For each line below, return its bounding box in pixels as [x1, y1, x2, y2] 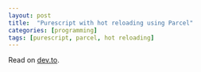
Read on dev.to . [8, 55, 60, 65]
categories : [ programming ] [8, 26, 98, 34]
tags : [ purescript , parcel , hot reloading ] [8, 33, 155, 42]
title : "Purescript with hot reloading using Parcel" [8, 19, 194, 27]
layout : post [8, 11, 52, 20]
